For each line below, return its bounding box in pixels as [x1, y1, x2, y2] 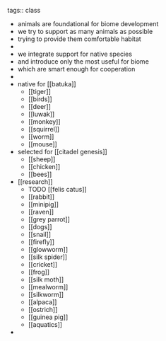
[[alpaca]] [28, 298, 57, 306]
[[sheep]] [28, 155, 56, 163]
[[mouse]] [28, 140, 58, 148]
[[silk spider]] [28, 253, 68, 261]
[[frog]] [28, 268, 50, 276]
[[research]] [17, 178, 53, 186]
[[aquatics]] [28, 320, 62, 328]
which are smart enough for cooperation [17, 65, 136, 73]
